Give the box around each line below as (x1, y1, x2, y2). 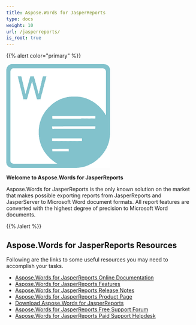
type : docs (6, 16, 34, 22)
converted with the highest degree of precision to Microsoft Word (6, 204, 168, 212)
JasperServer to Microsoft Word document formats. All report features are (6, 198, 190, 206)
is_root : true (6, 35, 42, 41)
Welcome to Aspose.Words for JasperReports (6, 174, 123, 181)
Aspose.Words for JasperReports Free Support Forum (14, 306, 149, 313)
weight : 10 (6, 22, 34, 28)
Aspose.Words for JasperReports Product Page (14, 293, 133, 300)
